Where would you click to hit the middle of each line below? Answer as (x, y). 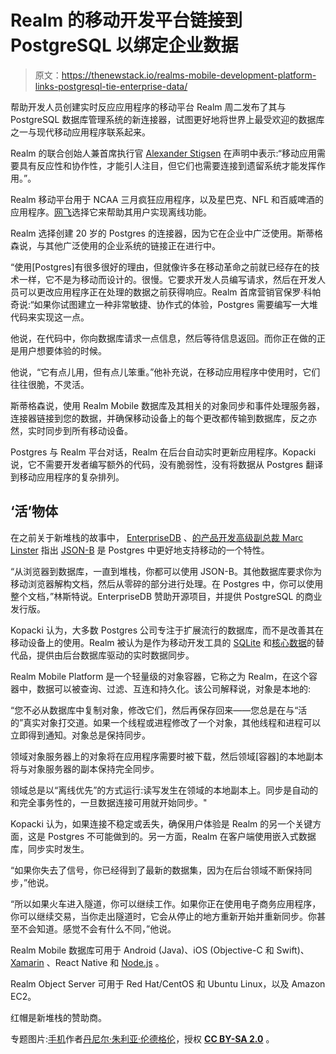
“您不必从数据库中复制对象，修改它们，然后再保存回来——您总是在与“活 (159, 710)
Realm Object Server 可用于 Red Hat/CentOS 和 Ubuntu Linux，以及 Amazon (168, 983)
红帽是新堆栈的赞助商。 (58, 1017)
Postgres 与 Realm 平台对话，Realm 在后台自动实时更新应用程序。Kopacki (163, 452)
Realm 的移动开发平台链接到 (126, 20)
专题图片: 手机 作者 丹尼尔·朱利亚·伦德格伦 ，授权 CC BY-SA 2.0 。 (142, 1038)
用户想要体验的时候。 (62, 350)
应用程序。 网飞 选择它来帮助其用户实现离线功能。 (111, 212)
